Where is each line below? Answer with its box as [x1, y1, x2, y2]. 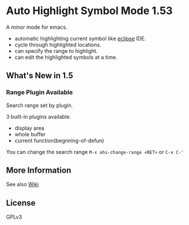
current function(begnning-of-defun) [14, 137, 104, 144]
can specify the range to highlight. [14, 47, 98, 54]
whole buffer [14, 130, 46, 137]
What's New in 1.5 [6, 70, 73, 80]
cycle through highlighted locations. [14, 41, 102, 48]
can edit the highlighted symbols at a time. [14, 53, 117, 61]
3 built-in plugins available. [6, 113, 72, 120]
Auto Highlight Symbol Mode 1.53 [6, 4, 173, 18]
